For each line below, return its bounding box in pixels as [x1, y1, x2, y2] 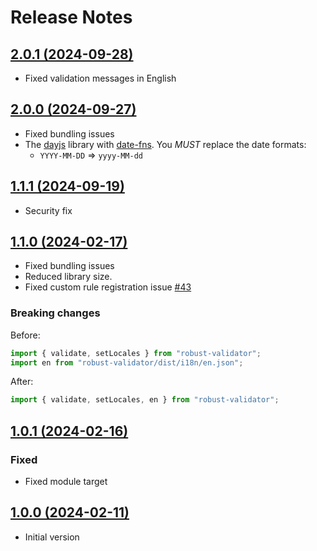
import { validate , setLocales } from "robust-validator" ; [10, 348, 262, 358]
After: [10, 376, 34, 388]
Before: [10, 329, 41, 341]
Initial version [24, 531, 80, 543]
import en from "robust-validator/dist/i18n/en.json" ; [10, 357, 244, 368]
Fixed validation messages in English [24, 72, 177, 84]
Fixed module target [24, 476, 108, 488]
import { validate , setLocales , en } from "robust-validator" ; [10, 395, 280, 405]
